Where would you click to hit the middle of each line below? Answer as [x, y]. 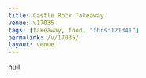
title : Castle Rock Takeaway [56, 15]
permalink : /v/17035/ [44, 37]
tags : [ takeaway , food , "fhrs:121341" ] [74, 30]
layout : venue [32, 45]
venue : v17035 [32, 23]
